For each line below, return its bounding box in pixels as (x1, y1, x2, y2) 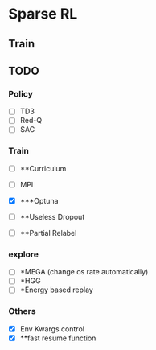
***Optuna (19, 196, 59, 205)
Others (8, 306, 36, 317)
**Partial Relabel (19, 229, 77, 237)
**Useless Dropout (19, 212, 85, 221)
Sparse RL (8, 5, 78, 23)
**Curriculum (19, 163, 67, 173)
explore (8, 249, 39, 260)
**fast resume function (19, 333, 96, 343)
